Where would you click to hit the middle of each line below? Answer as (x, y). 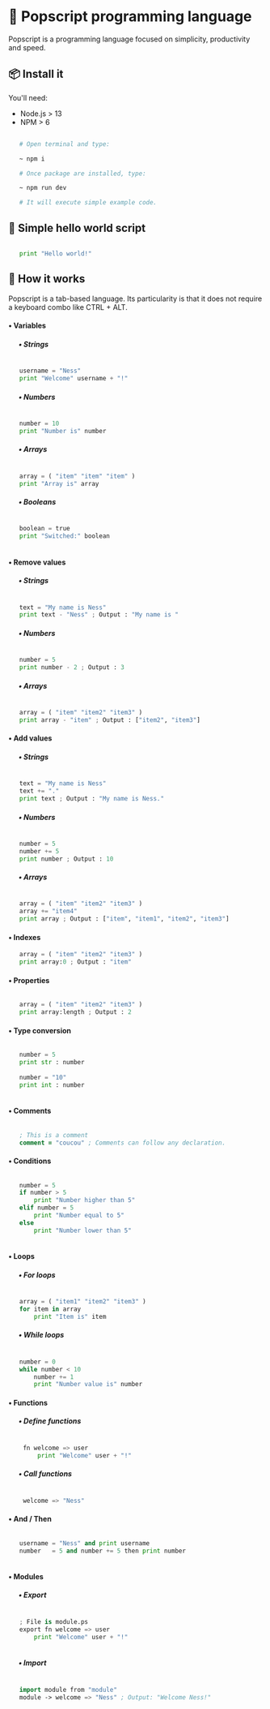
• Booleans (37, 501)
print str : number (52, 1063)
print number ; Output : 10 (66, 859)
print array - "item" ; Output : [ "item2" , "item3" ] (110, 720)
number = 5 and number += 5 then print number (102, 1551)
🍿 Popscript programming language (130, 17)
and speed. (27, 47)
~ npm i (32, 159)
